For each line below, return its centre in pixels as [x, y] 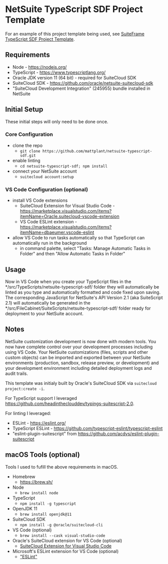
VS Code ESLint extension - [48, 222]
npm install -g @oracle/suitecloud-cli [61, 525]
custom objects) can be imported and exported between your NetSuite [78, 357]
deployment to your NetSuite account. [44, 313]
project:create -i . [25, 388]
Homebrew [24, 476]
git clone [30, 151]
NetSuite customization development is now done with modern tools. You [81, 341]
